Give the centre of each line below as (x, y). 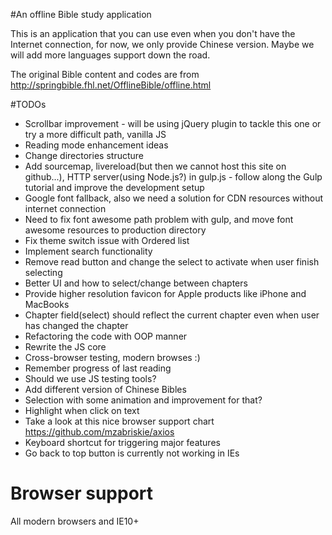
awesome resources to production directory (115, 230)
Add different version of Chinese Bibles (105, 389)
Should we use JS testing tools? (90, 378)
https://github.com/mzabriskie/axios (99, 432)
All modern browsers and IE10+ (75, 521)
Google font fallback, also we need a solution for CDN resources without (174, 198)
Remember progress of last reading (98, 368)
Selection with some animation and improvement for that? (143, 400)
